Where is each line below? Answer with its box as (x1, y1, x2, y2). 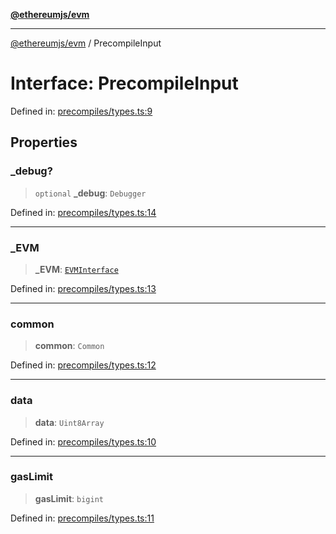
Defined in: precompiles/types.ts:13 (10, 282, 157, 294)
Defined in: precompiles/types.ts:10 (10, 435, 157, 448)
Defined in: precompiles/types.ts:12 (10, 359, 157, 371)
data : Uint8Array (34, 416, 105, 428)
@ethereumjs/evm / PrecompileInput (10, 37, 162, 49)
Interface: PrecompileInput (10, 72, 239, 95)
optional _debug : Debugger (34, 187, 147, 199)
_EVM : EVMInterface (34, 263, 119, 275)
